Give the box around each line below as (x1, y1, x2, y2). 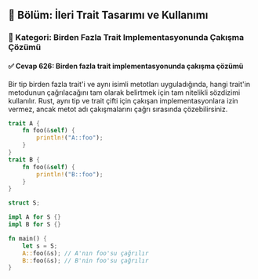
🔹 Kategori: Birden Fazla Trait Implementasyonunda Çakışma (8, 32, 245, 43)
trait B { (8, 155, 41, 164)
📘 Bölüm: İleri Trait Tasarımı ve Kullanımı (8, 9, 209, 22)
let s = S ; (22, 241, 58, 250)
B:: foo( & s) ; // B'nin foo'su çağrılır (22, 256, 149, 264)
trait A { (8, 119, 41, 127)
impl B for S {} (8, 221, 61, 229)
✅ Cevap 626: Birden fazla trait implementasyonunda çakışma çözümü (8, 61, 244, 71)
